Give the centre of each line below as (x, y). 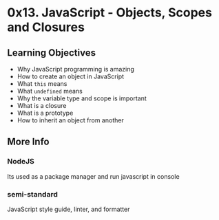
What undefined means (50, 91)
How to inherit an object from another (70, 120)
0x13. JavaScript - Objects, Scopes (109, 13)
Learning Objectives (52, 53)
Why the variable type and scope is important (82, 98)
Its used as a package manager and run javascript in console (94, 176)
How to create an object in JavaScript (71, 76)
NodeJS (21, 162)
